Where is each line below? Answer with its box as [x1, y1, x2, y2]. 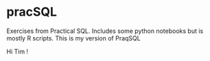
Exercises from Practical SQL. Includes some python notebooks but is [6, 27, 204, 35]
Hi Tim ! [6, 47, 29, 56]
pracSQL [6, 4, 58, 20]
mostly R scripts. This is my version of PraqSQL [6, 34, 141, 42]
